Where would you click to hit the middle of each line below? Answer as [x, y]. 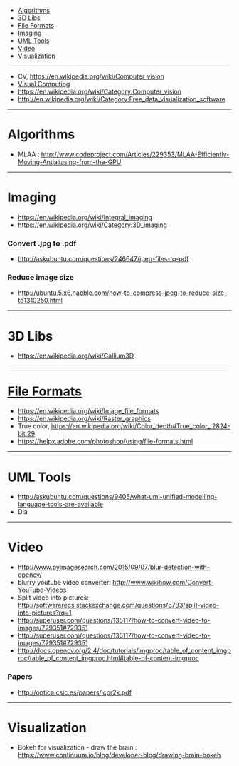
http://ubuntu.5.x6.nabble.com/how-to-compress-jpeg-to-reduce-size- [122, 293]
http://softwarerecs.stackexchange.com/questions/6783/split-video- [118, 605]
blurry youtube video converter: [64, 583]
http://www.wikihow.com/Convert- [163, 583]
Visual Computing [44, 84]
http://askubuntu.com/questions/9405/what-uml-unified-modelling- [117, 497]
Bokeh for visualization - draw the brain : [77, 747]
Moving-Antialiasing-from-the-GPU [69, 162]
